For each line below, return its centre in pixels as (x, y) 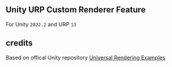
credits (19, 43)
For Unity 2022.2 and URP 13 (41, 24)
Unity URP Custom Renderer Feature (76, 10)
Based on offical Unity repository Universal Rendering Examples (86, 57)
